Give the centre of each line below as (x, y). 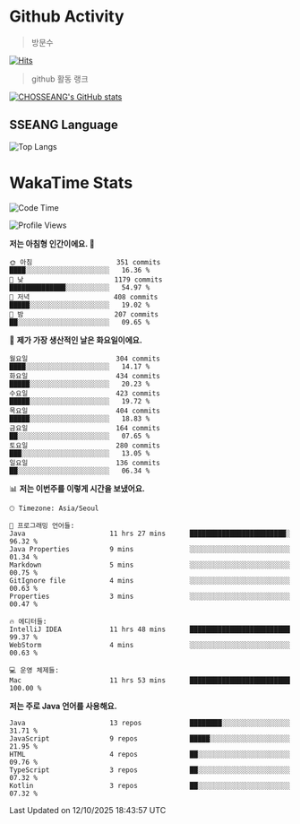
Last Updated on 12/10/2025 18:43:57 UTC (88, 810)
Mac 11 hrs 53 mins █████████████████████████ (150, 680)
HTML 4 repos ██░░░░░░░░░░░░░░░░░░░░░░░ (150, 754)
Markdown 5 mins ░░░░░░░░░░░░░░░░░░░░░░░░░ (150, 565)
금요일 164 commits (85, 428)
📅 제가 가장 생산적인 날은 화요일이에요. (76, 340)
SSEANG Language (64, 125)
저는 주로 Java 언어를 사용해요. (64, 706)
